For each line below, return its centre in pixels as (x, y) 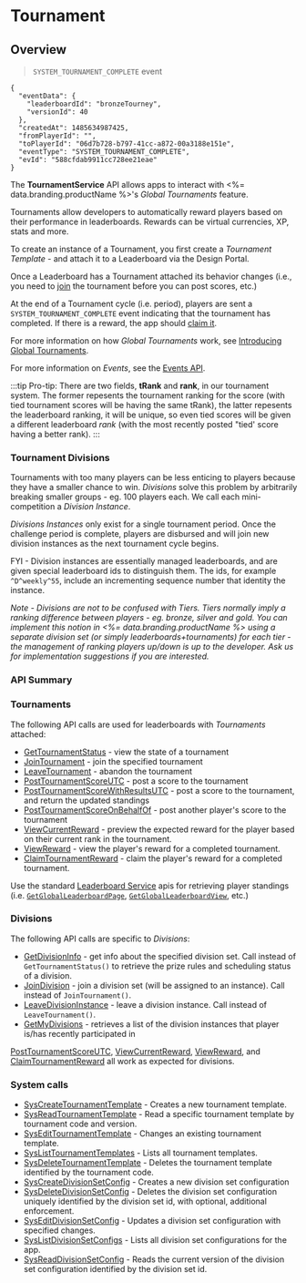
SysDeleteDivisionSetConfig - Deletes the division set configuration (150, 1192)
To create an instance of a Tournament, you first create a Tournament (141, 249)
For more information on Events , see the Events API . (108, 368)
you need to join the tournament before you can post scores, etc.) (134, 286)
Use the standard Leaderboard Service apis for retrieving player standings (150, 886)
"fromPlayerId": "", (57, 136)
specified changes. (60, 1230)
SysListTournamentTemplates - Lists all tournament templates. (141, 1153)
